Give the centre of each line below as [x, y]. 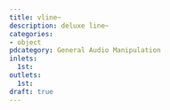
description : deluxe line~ [59, 26]
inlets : [24, 59]
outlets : [25, 75]
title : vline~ [36, 17]
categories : [31, 34]
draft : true [31, 91]
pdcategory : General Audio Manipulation [85, 51]
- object [25, 42]
